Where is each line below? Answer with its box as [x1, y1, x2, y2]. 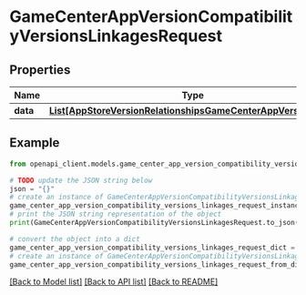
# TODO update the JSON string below [9, 176, 153, 185]
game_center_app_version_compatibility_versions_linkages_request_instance [9, 201, 303, 210]
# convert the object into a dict [9, 234, 141, 243]
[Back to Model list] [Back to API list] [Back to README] [9, 276, 219, 288]
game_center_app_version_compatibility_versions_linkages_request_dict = [9, 243, 296, 252]
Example [9, 135, 60, 151]
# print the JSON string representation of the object [9, 209, 222, 219]
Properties [9, 62, 71, 77]
